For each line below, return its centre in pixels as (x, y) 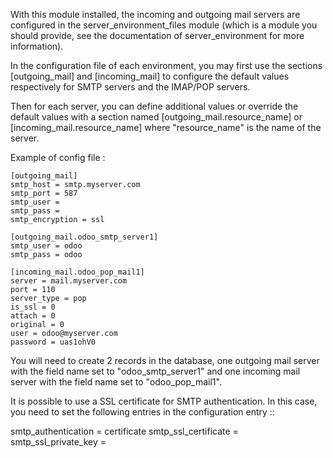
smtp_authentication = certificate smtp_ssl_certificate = (124, 431)
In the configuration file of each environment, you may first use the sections (166, 65)
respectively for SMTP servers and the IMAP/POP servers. (130, 87)
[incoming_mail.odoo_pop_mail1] (77, 272)
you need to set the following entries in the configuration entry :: (142, 412)
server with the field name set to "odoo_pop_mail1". (116, 382)
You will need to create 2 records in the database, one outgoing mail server (165, 360)
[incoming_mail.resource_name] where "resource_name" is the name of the (166, 127)
